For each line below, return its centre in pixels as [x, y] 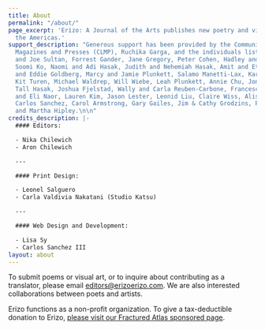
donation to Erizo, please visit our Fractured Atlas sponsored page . [117, 317]
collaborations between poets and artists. [76, 294]
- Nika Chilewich [44, 140]
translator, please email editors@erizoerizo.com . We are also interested [124, 286]
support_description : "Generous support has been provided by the [119, 45]
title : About [30, 15]
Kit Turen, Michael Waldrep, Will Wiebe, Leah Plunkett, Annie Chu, [130, 81]
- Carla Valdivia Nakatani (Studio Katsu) [86, 197]
